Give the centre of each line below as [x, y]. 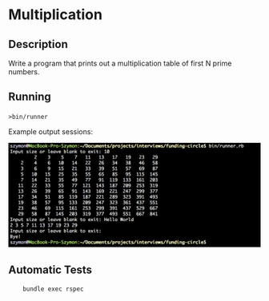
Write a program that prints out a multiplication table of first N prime [120, 63]
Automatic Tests [50, 269]
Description [38, 44]
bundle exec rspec [53, 289]
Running [30, 97]
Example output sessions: [51, 131]
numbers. [24, 72]
